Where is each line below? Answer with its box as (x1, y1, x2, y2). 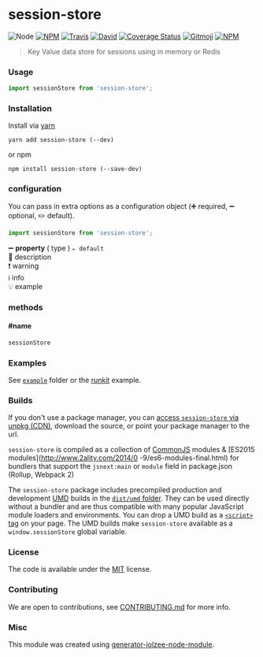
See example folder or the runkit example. (8, 375, 142, 384)
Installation (8, 103, 53, 114)
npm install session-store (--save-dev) (8, 165, 143, 173)
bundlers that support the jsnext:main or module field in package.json (8, 462, 233, 471)
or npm (8, 150, 31, 159)
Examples (8, 357, 47, 368)
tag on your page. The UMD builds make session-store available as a (8, 518, 234, 529)
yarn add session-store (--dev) (8, 136, 114, 144)
